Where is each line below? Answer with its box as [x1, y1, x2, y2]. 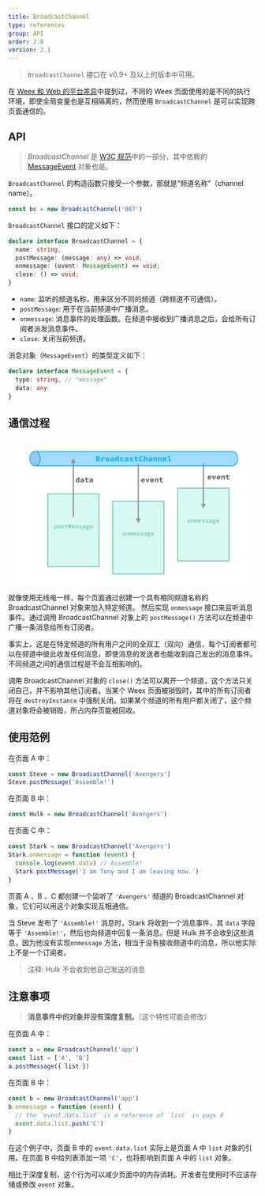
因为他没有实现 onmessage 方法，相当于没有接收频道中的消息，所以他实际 [21, 937, 256, 947]
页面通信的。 [8, 107, 50, 116]
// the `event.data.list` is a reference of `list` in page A [15, 1111, 224, 1119]
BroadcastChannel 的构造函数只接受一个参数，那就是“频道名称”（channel [8, 178, 244, 187]
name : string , [15, 245, 62, 253]
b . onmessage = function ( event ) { [8, 1103, 122, 1111]
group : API [8, 29, 44, 37]
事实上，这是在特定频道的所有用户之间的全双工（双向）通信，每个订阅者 [8, 639, 243, 649]
